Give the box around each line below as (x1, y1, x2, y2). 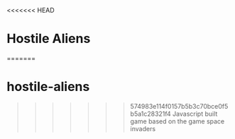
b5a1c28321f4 (130, 109, 171, 118)
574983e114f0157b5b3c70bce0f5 (130, 102, 229, 110)
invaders (130, 124, 156, 133)
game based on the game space (130, 116, 225, 126)
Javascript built (172, 109, 218, 118)
